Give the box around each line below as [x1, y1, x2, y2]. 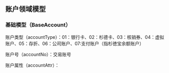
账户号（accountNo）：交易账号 [5, 51, 72, 57]
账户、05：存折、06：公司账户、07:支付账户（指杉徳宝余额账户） [5, 40, 144, 46]
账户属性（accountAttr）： [5, 62, 60, 68]
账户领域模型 [5, 5, 46, 14]
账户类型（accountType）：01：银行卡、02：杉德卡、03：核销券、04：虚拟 [5, 34, 164, 40]
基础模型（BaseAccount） [5, 21, 71, 29]
